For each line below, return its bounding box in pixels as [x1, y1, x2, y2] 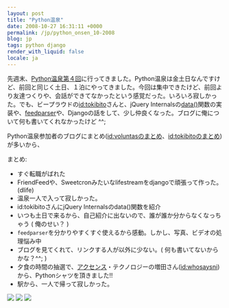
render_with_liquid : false [7, 49, 84, 56]
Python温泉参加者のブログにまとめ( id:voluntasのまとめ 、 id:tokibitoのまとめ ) [7, 132, 223, 140]
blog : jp [7, 36, 32, 43]
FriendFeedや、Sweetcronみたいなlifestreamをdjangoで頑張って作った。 [16, 178, 223, 186]
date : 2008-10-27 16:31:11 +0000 [7, 23, 103, 29]
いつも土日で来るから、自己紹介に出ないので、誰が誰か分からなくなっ [16, 211, 216, 220]
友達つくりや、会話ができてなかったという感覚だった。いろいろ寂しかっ [12, 91, 217, 99]
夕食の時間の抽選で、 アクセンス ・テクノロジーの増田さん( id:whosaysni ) [16, 262, 220, 271]
